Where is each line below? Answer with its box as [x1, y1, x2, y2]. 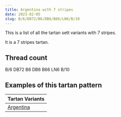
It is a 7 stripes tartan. [5, 39, 49, 45]
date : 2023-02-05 [5, 12, 41, 17]
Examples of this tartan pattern [5, 81, 102, 89]
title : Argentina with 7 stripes [5, 7, 73, 12]
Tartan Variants [7, 95, 45, 102]
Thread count [5, 54, 48, 62]
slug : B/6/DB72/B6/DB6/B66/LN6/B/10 [5, 16, 80, 21]
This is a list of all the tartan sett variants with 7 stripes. [5, 30, 117, 36]
